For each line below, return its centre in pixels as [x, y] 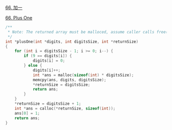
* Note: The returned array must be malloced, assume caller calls [81, 32]
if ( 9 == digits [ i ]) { [48, 56]
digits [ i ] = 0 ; [49, 61]
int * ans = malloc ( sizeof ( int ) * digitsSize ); [83, 75]
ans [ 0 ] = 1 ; [27, 113]
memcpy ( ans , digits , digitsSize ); [69, 80]
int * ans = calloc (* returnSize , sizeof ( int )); [65, 108]
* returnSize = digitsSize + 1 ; [48, 104]
